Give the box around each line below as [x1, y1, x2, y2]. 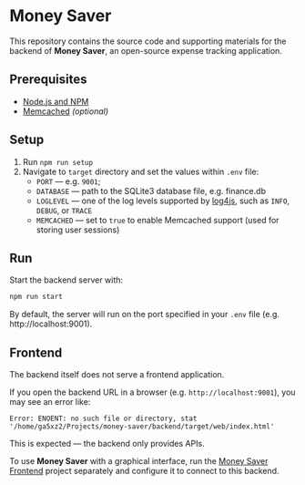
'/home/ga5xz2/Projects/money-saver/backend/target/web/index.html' [9, 422, 275, 431]
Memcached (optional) [22, 106, 109, 117]
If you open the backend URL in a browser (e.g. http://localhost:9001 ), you [9, 387, 296, 397]
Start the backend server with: [9, 274, 124, 285]
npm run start [9, 293, 64, 302]
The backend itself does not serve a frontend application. [9, 369, 225, 380]
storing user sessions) [36, 224, 120, 235]
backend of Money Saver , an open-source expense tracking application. [9, 45, 282, 56]
